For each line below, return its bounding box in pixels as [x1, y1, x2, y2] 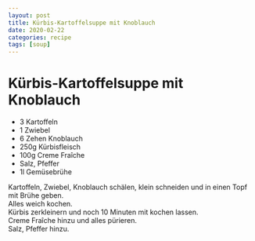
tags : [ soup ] [8, 41, 51, 49]
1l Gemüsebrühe [19, 167, 73, 177]
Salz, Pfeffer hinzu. [8, 225, 70, 234]
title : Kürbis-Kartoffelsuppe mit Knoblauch [8, 19, 156, 27]
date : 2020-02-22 [8, 26, 65, 34]
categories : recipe [8, 33, 72, 42]
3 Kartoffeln [19, 117, 59, 126]
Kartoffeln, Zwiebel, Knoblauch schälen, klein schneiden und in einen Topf [8, 182, 248, 192]
